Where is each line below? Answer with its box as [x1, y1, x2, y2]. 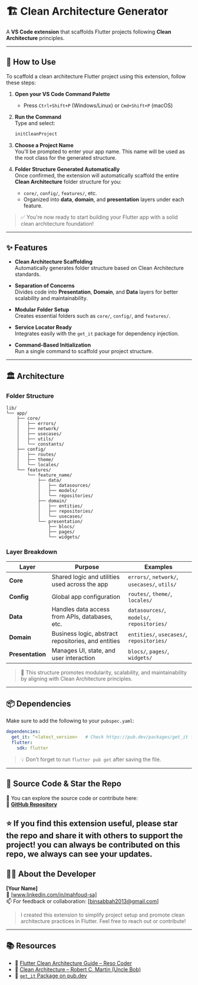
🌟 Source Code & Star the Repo [6, 779, 122, 789]
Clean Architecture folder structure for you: [14, 178, 122, 185]
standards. [14, 271, 41, 278]
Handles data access [51, 605, 110, 614]
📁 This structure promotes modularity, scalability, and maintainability [20, 669, 187, 676]
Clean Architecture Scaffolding [14, 258, 93, 265]
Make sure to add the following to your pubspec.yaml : [6, 717, 134, 724]
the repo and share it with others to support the [6, 831, 183, 841]
